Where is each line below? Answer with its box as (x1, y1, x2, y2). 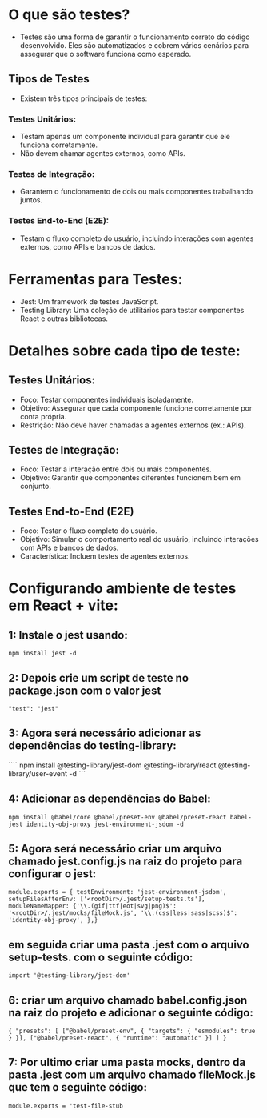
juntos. (19, 195, 42, 205)
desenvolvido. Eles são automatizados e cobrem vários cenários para (19, 40, 249, 50)
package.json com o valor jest (8, 683, 161, 697)
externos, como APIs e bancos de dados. (19, 242, 156, 251)
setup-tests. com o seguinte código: (8, 950, 193, 964)
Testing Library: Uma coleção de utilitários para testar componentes (19, 305, 245, 315)
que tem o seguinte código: (8, 1080, 148, 1094)
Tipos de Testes (8, 72, 90, 86)
